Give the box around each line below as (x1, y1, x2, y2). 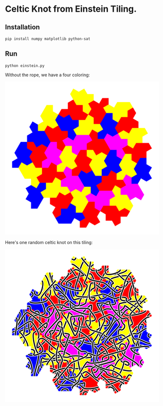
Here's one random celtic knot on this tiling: (5, 239, 93, 245)
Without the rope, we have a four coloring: (5, 72, 90, 78)
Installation (5, 23, 40, 31)
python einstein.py (5, 63, 45, 68)
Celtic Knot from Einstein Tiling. (5, 3, 137, 15)
